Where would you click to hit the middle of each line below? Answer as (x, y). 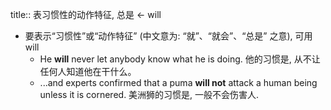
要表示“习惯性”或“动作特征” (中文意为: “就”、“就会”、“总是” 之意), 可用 (168, 36)
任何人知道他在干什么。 (88, 71)
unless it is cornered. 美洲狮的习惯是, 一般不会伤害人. (149, 94)
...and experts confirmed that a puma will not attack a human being (178, 82)
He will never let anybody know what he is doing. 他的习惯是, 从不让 (180, 59)
